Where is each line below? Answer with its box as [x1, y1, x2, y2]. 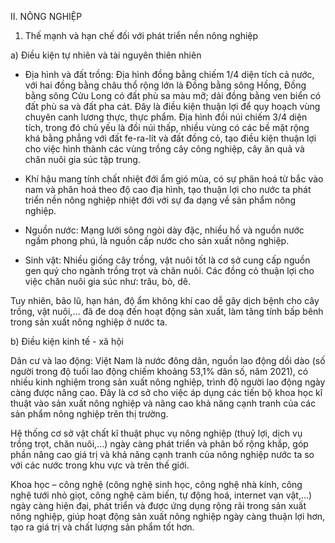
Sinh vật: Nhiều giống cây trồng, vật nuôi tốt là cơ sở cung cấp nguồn [24, 254, 311, 266]
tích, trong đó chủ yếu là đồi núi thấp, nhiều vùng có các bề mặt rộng [24, 122, 310, 133]
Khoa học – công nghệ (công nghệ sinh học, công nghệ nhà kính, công [10, 479, 303, 490]
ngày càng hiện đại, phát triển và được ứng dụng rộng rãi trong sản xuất [10, 500, 307, 511]
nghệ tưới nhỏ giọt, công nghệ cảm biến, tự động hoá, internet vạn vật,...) [10, 489, 313, 501]
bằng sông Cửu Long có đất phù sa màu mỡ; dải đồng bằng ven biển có [24, 90, 322, 101]
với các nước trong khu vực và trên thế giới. [10, 459, 190, 471]
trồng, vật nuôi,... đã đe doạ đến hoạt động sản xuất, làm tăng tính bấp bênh [10, 306, 324, 317]
